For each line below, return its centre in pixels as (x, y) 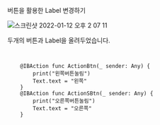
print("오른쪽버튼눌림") (64, 101)
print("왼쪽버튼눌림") (62, 73)
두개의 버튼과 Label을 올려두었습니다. (59, 40)
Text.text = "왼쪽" (60, 81)
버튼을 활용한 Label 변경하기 (47, 10)
